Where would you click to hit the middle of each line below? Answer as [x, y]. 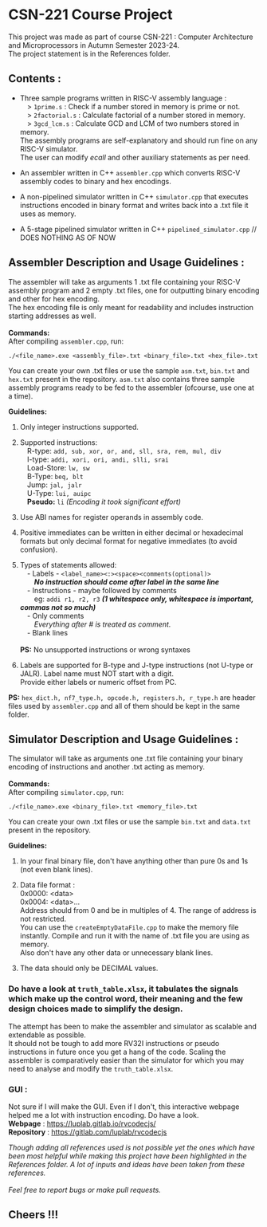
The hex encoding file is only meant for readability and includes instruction [131, 307]
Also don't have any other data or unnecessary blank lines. [116, 953]
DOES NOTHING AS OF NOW [68, 238]
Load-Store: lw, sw [58, 467]
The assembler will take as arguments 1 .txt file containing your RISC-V [124, 281]
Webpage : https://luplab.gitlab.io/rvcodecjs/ [82, 1123]
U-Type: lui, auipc [59, 493]
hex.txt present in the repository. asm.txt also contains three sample [122, 379]
